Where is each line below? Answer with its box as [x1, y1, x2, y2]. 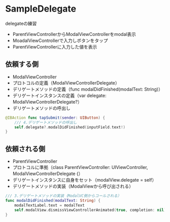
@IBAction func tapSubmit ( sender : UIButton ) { [5, 115, 105, 120]
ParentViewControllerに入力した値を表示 [12, 43, 98, 50]
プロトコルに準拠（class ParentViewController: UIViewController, [12, 164, 148, 170]
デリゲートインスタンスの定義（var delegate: [12, 92, 107, 99]
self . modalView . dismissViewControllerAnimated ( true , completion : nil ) [14, 207, 166, 212]
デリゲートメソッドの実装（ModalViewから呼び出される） [12, 183, 134, 190]
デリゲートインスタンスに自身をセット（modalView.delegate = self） [12, 177, 157, 183]
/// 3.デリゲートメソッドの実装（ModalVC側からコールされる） [5, 193, 121, 199]
